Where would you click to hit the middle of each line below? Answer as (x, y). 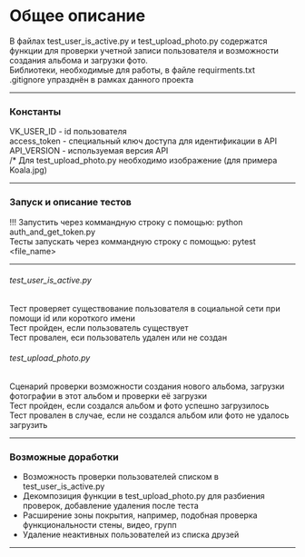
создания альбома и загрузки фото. (79, 60)
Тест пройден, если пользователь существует (99, 327)
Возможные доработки (64, 457)
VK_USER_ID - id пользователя (68, 132)
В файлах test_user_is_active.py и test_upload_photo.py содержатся (138, 41)
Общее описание (78, 16)
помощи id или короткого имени (73, 318)
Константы (35, 112)
